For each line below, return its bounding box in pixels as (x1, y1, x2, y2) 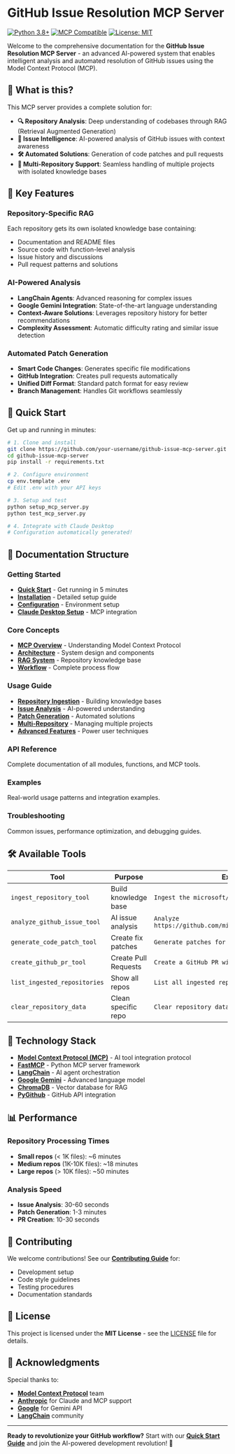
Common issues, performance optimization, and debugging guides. (7, 826, 201, 835)
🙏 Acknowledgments (7, 1357, 100, 1369)
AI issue (111, 913, 137, 922)
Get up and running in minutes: (7, 425, 97, 434)
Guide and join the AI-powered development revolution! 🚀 (7, 1439, 173, 1447)
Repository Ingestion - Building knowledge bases (17, 697, 162, 705)
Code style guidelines (17, 1275, 80, 1283)
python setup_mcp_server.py (7, 503, 90, 511)
